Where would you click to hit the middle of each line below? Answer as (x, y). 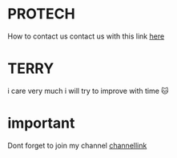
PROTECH (41, 14)
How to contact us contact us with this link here (86, 36)
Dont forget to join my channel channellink (77, 145)
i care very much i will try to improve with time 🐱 (88, 91)
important (41, 123)
